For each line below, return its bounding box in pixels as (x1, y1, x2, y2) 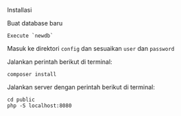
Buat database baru (7, 19, 63, 27)
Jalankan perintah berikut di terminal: (7, 58, 112, 66)
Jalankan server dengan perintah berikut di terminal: (7, 83, 156, 91)
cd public (7, 96, 36, 103)
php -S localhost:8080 (7, 102, 72, 109)
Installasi (7, 6, 32, 14)
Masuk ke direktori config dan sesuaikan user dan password (7, 45, 175, 52)
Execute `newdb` (7, 32, 53, 39)
